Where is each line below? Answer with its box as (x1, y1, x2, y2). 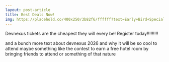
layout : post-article (5, 7, 51, 13)
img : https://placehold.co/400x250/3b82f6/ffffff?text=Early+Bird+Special (5, 17, 165, 22)
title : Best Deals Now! (5, 12, 55, 17)
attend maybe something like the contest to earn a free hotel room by (5, 46, 149, 52)
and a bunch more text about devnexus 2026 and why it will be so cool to (5, 40, 157, 46)
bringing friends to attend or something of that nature (5, 51, 116, 57)
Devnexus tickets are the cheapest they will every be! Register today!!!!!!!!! (5, 31, 158, 37)
